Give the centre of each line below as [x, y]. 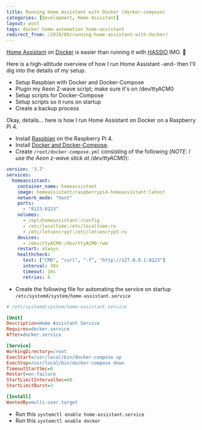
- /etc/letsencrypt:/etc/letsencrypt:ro [75, 232]
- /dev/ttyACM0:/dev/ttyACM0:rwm [65, 243]
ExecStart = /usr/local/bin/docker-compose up [64, 357]
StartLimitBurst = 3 [30, 386]
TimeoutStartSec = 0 [30, 369]
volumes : [28, 215]
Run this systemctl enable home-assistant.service [80, 414]
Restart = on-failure [31, 374]
